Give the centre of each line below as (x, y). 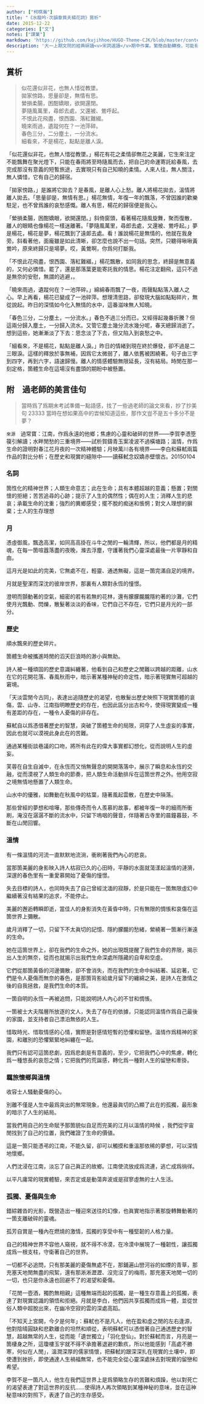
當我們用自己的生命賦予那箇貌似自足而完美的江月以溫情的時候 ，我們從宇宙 (100, 1125)
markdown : (19, 40)
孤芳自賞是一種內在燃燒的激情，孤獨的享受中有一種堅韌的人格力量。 (91, 1231)
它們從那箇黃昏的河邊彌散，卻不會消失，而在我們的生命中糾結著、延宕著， (99, 970)
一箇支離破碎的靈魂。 (33, 1218)
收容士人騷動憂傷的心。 (36, 1091)
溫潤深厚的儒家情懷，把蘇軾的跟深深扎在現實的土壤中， (121, 1352)
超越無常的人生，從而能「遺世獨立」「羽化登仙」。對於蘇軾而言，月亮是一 (107, 1336)
